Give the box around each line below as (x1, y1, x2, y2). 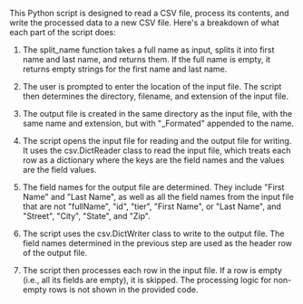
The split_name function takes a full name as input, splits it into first (22, 44, 275, 55)
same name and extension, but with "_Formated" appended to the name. (22, 118, 295, 128)
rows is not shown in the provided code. (48, 284, 199, 295)
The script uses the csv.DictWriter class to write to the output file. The (22, 228, 285, 239)
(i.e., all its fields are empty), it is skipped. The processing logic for (22, 275, 272, 285)
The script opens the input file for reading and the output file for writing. (22, 136, 292, 146)
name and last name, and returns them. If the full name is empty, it (22, 54, 270, 64)
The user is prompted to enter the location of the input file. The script (22, 81, 282, 91)
